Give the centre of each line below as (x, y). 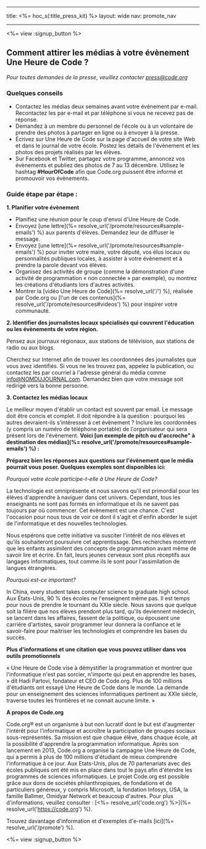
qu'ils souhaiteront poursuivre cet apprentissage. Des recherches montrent (101, 542)
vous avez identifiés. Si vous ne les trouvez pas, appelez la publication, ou (100, 366)
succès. (16, 638)
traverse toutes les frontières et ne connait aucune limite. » (81, 700)
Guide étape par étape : (42, 194)
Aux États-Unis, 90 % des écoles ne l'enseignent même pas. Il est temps (98, 598)
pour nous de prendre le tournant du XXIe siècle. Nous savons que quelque (101, 605)
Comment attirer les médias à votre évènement (98, 53)
